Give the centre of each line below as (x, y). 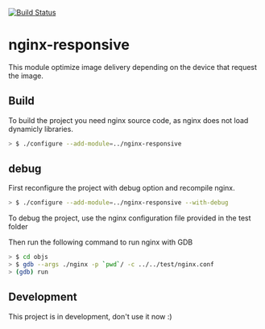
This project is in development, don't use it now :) (90, 316)
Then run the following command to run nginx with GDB (101, 242)
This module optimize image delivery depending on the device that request (133, 67)
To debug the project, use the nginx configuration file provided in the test (130, 218)
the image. (26, 76)
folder (18, 227)
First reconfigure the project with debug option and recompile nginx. (122, 188)
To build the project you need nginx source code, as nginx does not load (128, 120)
